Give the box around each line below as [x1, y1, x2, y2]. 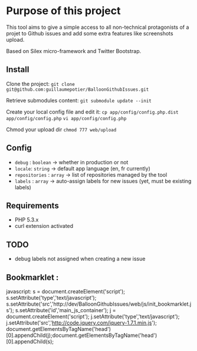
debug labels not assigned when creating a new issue [14, 255, 146, 263]
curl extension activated [14, 223, 74, 230]
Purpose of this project [6, 4, 121, 18]
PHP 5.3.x [14, 216, 39, 223]
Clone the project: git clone [6, 80, 75, 87]
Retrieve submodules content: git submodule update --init [6, 97, 152, 104]
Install [6, 65, 29, 75]
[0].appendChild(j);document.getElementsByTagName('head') [6, 332, 157, 339]
